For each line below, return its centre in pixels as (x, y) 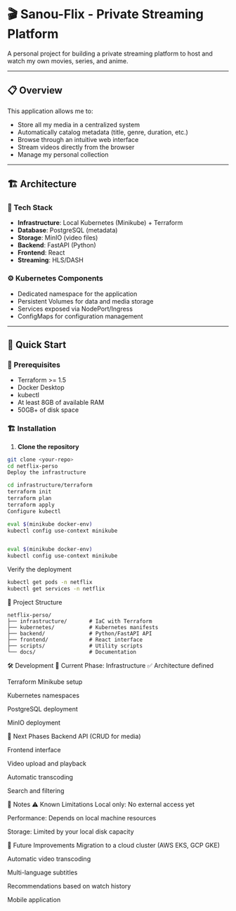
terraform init (29, 492)
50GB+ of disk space (48, 410)
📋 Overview (35, 90)
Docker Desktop (41, 387)
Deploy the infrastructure (47, 472)
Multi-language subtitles (42, 872)
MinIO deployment (34, 723)
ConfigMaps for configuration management (80, 316)
